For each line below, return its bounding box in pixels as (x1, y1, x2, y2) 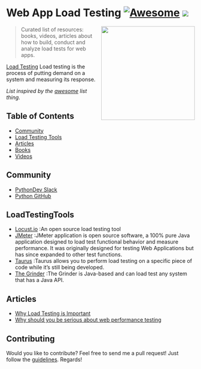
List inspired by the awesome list (6, 87, 87, 94)
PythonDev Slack (14, 186, 58, 193)
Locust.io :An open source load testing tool (14, 226, 121, 233)
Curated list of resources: (20, 26, 84, 33)
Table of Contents (6, 111, 75, 121)
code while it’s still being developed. (14, 264, 105, 271)
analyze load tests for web (20, 45, 87, 52)
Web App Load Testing (6, 6, 121, 20)
